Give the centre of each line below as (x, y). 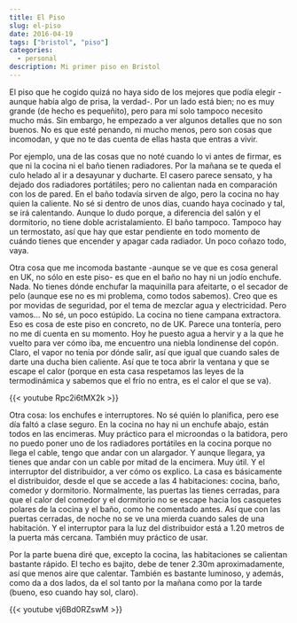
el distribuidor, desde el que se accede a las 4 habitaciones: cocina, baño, (145, 480)
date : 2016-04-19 (41, 34)
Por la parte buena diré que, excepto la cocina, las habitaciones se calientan (148, 554)
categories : (31, 51)
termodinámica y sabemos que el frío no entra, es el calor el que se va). (141, 380)
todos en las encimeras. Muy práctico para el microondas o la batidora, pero (148, 433)
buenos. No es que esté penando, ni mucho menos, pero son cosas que (141, 129)
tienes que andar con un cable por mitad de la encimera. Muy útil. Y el (137, 462)
